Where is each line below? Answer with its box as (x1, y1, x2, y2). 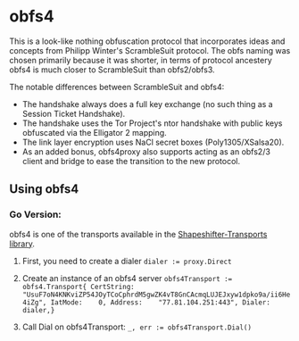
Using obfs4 (9, 181, 79, 197)
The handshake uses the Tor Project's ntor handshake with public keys (21, 118, 283, 129)
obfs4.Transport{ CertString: (21, 282, 136, 291)
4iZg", (21, 297, 47, 307)
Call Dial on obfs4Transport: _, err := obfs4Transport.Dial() (21, 321, 253, 332)
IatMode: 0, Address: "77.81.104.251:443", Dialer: (50, 297, 270, 307)
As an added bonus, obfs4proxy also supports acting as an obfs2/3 (21, 146, 270, 157)
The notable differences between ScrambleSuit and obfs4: (9, 81, 225, 92)
